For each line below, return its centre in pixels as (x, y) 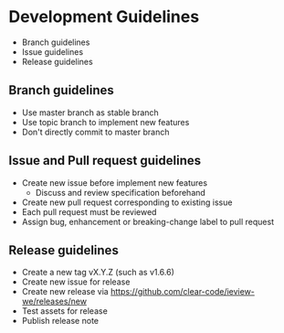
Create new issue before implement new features (114, 183)
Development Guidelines (104, 17)
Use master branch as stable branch (90, 113)
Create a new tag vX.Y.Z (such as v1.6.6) (98, 273)
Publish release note (60, 321)
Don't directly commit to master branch (95, 132)
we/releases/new (54, 301)
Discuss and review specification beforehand (121, 192)
